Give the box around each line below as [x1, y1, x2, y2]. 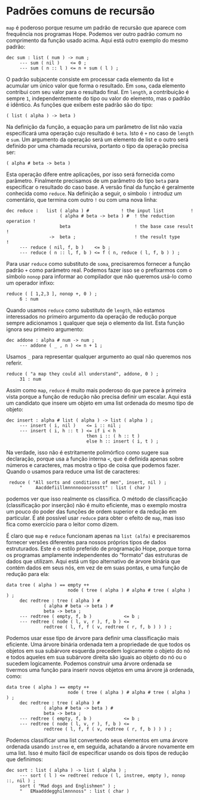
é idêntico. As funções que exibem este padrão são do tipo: [6, 101, 153, 108]
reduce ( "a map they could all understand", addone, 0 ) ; [6, 371, 159, 377]
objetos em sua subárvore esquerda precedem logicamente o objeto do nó [6, 647, 190, 654]
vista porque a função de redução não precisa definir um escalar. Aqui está [6, 393, 192, 400]
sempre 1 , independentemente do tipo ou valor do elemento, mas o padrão [6, 95, 190, 102]
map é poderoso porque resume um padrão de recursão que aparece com [6, 24, 186, 31]
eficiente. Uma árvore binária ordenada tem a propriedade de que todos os [6, 641, 191, 648]
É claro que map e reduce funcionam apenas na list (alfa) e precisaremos [6, 532, 190, 540]
